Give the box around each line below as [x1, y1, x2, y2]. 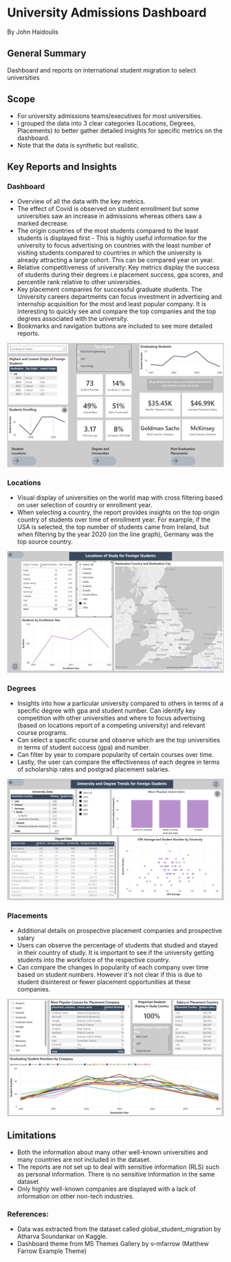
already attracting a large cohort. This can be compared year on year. [16, 256, 214, 264]
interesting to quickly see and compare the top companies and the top [16, 307, 217, 315]
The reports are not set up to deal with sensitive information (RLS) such [16, 1163, 220, 1171]
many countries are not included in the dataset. [16, 1155, 151, 1163]
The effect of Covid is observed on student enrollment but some [16, 205, 199, 213]
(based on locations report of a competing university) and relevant [16, 721, 206, 729]
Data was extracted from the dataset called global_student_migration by [16, 1225, 221, 1233]
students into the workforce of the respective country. [16, 956, 170, 964]
